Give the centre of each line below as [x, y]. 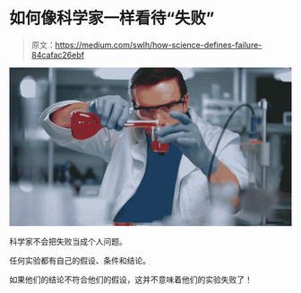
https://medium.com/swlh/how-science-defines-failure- [159, 45]
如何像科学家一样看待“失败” [112, 18]
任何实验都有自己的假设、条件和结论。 [80, 261]
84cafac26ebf [58, 55]
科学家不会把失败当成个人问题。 [68, 242]
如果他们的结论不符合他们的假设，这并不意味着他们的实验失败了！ [131, 280]
